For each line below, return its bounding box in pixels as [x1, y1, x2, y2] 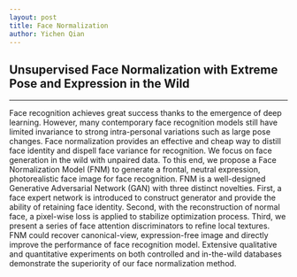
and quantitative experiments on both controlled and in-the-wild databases [9, 249, 283, 259]
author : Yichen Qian [9, 29, 86, 38]
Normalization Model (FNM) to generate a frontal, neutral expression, [9, 165, 261, 175]
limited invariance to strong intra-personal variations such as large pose [9, 127, 271, 137]
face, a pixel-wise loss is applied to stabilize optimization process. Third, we [9, 212, 286, 222]
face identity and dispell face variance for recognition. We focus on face [9, 145, 272, 156]
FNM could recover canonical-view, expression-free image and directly [9, 230, 269, 241]
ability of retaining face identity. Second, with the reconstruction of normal [9, 202, 280, 212]
